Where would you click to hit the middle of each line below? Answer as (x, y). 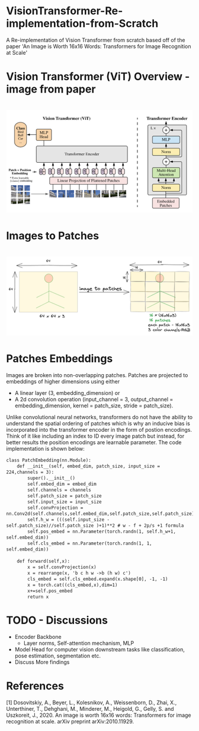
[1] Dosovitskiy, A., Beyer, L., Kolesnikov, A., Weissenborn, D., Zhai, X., (92, 702)
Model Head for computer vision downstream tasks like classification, (99, 649)
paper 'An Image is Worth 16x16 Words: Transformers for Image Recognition (99, 46)
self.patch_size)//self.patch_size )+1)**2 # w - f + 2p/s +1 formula (95, 526)
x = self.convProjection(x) (62, 567)
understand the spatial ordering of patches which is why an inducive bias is (98, 423)
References (35, 686)
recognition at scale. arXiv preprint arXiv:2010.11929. (70, 721)
